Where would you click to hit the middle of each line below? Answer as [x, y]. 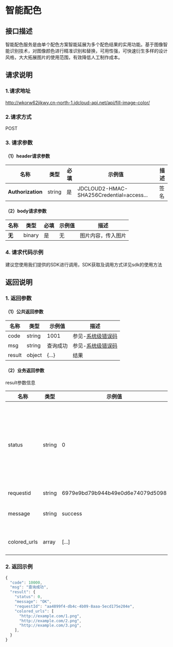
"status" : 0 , [29, 597]
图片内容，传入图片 [103, 236]
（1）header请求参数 [28, 156]
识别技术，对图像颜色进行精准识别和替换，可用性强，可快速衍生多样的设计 [89, 51]
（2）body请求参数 [26, 211]
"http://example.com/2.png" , [50, 621]
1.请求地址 [18, 91]
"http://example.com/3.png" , [50, 625]
